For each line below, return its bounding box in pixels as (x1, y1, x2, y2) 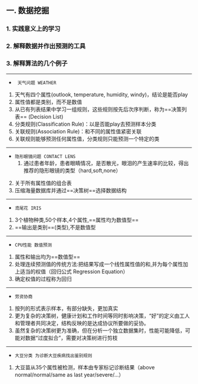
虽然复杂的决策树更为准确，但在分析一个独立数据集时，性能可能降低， (14, 327, 186, 334)
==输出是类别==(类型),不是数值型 (14, 224, 96, 231)
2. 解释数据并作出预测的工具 (6, 42, 86, 50)
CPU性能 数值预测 (14, 242, 52, 248)
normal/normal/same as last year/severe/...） (14, 371, 124, 378)
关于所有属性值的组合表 (14, 179, 72, 186)
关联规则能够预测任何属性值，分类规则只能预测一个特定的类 (14, 135, 160, 142)
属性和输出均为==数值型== (14, 253, 81, 260)
